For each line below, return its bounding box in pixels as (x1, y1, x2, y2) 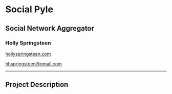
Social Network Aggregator (5, 24, 95, 33)
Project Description (5, 80, 69, 89)
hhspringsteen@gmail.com (5, 60, 62, 67)
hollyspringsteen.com (5, 51, 51, 57)
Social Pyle (5, 4, 54, 15)
